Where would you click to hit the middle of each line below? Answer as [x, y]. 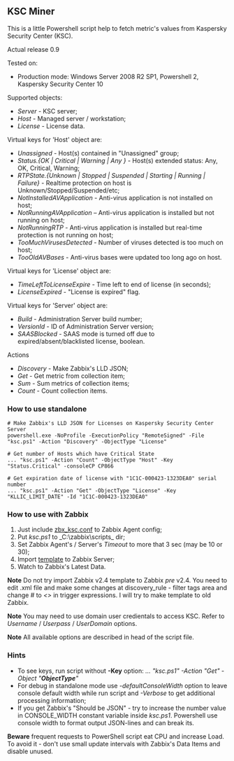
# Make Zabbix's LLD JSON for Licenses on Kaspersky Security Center [111, 424]
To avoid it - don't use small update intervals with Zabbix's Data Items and [114, 743]
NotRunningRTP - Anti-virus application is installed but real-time [110, 228]
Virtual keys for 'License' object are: [59, 271]
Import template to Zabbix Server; [66, 559]
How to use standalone [47, 409]
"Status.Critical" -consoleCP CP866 [60, 466]
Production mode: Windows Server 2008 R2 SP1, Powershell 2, [108, 76]
